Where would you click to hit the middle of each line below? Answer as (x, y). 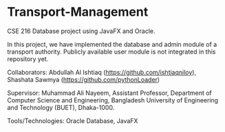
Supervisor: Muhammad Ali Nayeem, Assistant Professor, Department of (109, 93)
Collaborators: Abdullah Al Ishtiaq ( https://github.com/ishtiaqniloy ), (102, 72)
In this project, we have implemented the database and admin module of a (112, 44)
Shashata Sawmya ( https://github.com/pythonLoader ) (84, 79)
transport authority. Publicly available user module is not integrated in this (111, 52)
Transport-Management (78, 12)
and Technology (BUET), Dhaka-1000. (61, 107)
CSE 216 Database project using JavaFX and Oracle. (81, 31)
